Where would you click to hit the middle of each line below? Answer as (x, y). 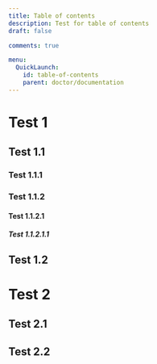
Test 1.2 (28, 259)
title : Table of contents (52, 16)
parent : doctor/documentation (74, 82)
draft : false (30, 31)
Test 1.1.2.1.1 (29, 234)
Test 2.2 (29, 351)
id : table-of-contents (61, 75)
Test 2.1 (28, 324)
